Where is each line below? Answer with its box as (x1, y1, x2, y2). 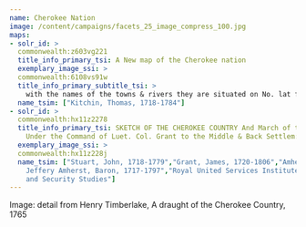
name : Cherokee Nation (9, 13, 96, 23)
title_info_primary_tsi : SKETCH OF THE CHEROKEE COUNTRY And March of (17, 124, 291, 133)
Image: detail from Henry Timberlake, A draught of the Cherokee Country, (9, 200, 286, 211)
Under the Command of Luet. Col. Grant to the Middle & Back (25, 132, 262, 141)
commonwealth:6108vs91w (17, 73, 107, 82)
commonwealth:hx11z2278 (17, 115, 107, 124)
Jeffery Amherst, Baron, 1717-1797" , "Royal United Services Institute (25, 166, 300, 175)
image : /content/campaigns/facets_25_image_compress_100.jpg (9, 22, 247, 31)
